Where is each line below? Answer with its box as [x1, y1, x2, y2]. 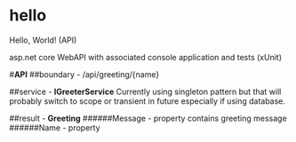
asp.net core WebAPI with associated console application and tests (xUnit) [9, 51, 283, 62]
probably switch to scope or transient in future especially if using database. [9, 95, 286, 106]
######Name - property [9, 122, 100, 133]
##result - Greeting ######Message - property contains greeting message [9, 113, 287, 123]
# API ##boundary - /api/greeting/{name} [9, 68, 160, 80]
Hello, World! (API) [9, 35, 77, 45]
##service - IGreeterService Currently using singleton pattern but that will [9, 86, 282, 97]
